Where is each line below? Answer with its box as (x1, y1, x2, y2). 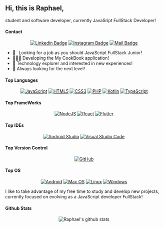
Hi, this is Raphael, (5, 4, 64, 13)
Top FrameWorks (5, 100, 41, 106)
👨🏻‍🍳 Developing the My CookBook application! (12, 55, 109, 61)
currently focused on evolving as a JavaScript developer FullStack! (5, 194, 143, 200)
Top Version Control (5, 145, 48, 151)
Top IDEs (5, 122, 24, 128)
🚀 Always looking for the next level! (12, 66, 85, 72)
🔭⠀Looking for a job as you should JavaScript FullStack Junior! (12, 50, 142, 56)
